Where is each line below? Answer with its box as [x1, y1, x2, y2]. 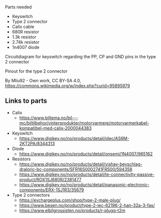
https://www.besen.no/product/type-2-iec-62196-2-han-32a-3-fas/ [19, 202, 155, 208]
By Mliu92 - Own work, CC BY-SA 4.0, [5, 78, 81, 83]
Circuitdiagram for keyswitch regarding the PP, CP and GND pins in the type [5, 54, 156, 60]
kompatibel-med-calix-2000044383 [19, 125, 92, 131]
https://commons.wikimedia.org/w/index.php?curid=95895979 [5, 83, 131, 89]
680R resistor [12, 29, 40, 34]
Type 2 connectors [12, 192, 50, 198]
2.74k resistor [12, 39, 40, 45]
